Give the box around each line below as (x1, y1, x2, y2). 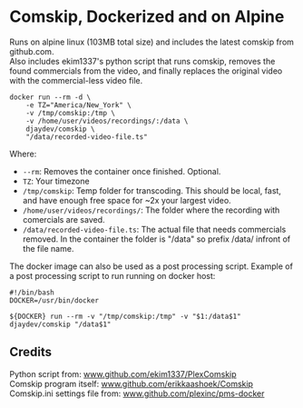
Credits (9, 344, 53, 360)
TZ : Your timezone (22, 175, 90, 186)
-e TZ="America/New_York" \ (25, 100, 132, 110)
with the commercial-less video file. (9, 75, 143, 85)
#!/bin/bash (9, 288, 54, 297)
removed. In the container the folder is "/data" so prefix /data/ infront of (22, 234, 291, 244)
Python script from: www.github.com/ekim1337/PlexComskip (9, 368, 238, 379)
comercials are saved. (22, 214, 106, 224)
